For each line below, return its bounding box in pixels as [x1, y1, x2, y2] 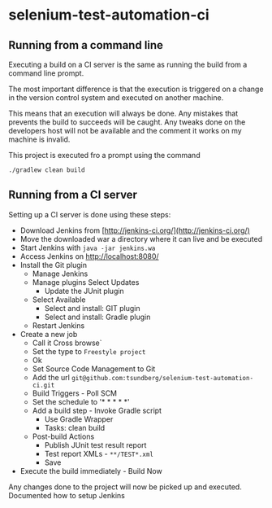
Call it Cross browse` [32, 338, 102, 348]
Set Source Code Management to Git [32, 364, 156, 374]
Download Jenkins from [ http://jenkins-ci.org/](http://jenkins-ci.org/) [19, 226, 250, 235]
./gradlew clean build [8, 166, 85, 174]
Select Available [32, 295, 86, 304]
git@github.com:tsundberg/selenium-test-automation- [71, 374, 254, 382]
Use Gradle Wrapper [44, 414, 114, 424]
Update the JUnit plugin [44, 286, 124, 296]
